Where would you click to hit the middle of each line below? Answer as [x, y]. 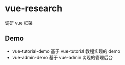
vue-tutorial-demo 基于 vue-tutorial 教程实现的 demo [66, 51]
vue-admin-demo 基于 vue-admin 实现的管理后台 [62, 57]
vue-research [34, 9]
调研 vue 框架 [19, 23]
